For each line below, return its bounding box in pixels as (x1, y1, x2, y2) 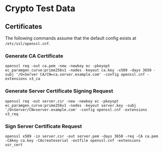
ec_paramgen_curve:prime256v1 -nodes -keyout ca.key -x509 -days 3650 (5, 68, 152, 73)
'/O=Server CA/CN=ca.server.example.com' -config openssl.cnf (16, 72, 145, 77)
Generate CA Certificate (5, 52, 63, 59)
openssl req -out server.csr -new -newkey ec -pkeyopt (5, 98, 119, 104)
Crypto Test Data (5, 3, 76, 14)
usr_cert (5, 142, 23, 147)
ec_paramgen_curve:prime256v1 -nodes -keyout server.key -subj (5, 103, 137, 108)
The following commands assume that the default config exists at (5, 35, 137, 41)
